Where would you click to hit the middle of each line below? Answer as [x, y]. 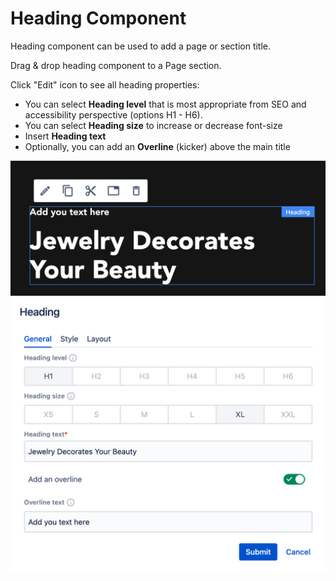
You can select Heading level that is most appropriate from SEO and [165, 104]
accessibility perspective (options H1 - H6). [113, 114]
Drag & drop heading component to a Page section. [116, 65]
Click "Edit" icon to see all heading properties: [105, 84]
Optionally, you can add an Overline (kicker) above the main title [157, 146]
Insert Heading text [65, 136]
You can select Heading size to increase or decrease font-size [153, 125]
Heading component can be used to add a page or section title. [141, 46]
